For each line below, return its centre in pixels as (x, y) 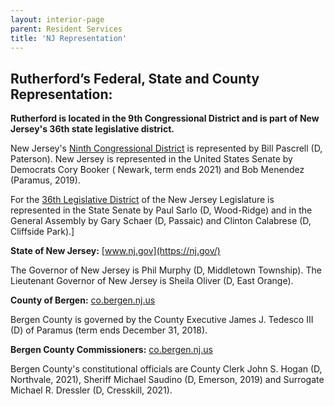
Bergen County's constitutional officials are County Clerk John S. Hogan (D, (166, 369)
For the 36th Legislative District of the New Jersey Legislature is (142, 200)
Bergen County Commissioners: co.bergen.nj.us (111, 350)
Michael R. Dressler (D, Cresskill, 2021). (91, 390)
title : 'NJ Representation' (69, 38)
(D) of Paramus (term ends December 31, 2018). (109, 330)
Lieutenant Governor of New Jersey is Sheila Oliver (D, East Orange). (152, 281)
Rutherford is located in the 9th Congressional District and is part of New (165, 118)
